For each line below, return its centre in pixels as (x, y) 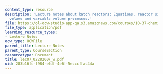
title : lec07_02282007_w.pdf (34, 59)
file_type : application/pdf (33, 28)
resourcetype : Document (29, 55)
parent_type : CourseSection (33, 50)
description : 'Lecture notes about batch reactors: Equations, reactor (79, 14)
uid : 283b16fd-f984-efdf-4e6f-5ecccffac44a (50, 64)
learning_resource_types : (31, 32)
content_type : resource (29, 9)
